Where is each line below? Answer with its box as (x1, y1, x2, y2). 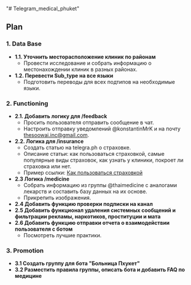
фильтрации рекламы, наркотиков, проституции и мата (14, 212, 161, 220)
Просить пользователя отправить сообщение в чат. (23, 119, 154, 126)
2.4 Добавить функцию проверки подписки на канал (14, 200, 153, 207)
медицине (14, 273, 42, 280)
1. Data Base (6, 40, 42, 48)
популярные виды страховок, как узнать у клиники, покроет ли (23, 156, 184, 163)
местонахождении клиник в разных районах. (23, 65, 137, 73)
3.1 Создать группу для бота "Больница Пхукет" (14, 260, 140, 267)
